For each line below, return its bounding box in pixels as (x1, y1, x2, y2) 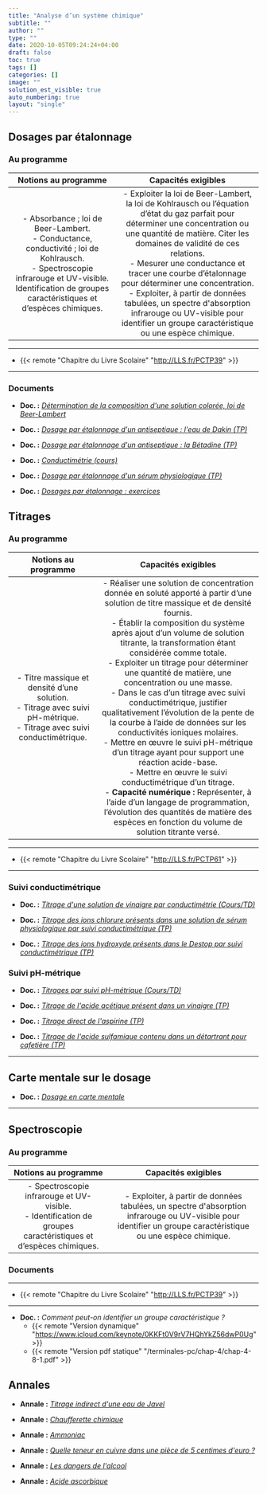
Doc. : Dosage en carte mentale (19, 1092, 125, 1102)
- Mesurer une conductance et (130, 257, 246, 269)
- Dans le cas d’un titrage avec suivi (110, 687, 246, 698)
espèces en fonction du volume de (114, 816, 243, 827)
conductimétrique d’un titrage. (122, 776, 234, 787)
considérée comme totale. (130, 647, 227, 658)
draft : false (8, 49, 52, 57)
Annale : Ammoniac (19, 1430, 86, 1439)
